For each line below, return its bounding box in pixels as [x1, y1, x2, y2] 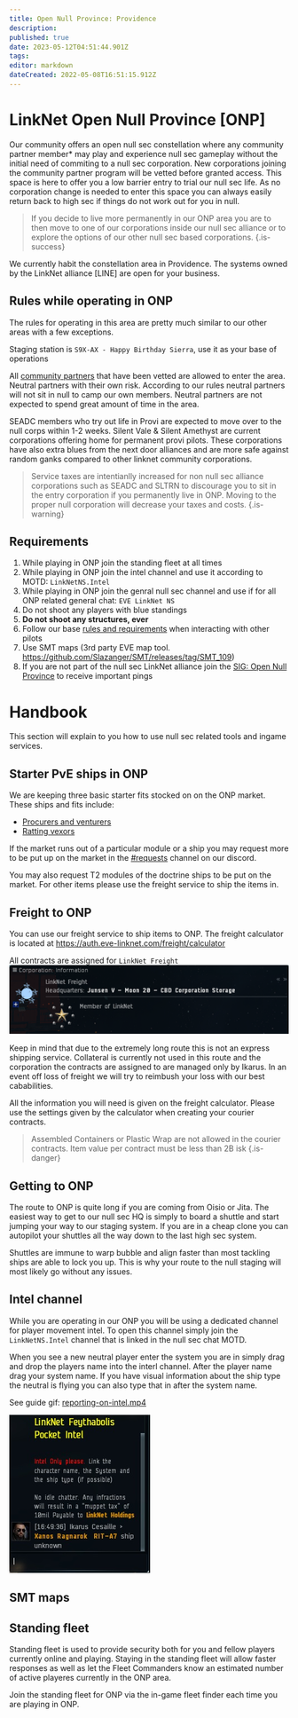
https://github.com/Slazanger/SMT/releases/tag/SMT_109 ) [21, 652, 235, 663]
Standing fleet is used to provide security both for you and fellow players [9, 1644, 275, 1655]
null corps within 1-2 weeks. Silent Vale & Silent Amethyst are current [9, 425, 262, 436]
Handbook [9, 702, 88, 722]
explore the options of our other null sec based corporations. [30, 232, 255, 242]
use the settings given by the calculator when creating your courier [9, 1107, 255, 1118]
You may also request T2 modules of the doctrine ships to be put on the [9, 870, 272, 880]
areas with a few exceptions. [9, 327, 114, 337]
